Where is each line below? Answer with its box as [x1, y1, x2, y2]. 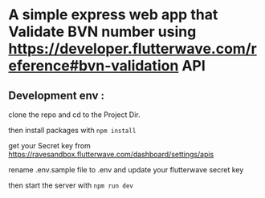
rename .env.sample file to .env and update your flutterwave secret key [8, 165, 244, 174]
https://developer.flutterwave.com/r [8, 40, 257, 58]
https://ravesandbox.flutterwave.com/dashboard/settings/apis [8, 150, 214, 159]
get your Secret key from [8, 141, 91, 150]
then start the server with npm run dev [8, 180, 134, 190]
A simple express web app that [8, 6, 218, 24]
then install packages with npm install [8, 126, 137, 135]
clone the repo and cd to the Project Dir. [8, 110, 141, 119]
